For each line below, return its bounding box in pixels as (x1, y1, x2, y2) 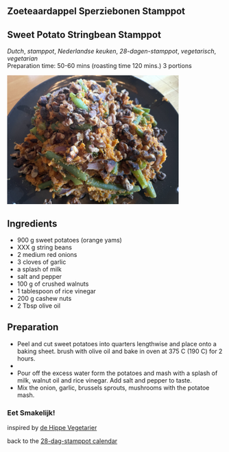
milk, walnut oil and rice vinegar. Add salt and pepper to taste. (16, 376, 192, 384)
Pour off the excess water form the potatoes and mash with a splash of (16, 369, 218, 377)
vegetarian (7, 54, 38, 63)
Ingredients (7, 218, 58, 229)
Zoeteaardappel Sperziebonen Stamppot (7, 5, 186, 17)
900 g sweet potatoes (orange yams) (16, 236, 122, 245)
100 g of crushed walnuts (16, 280, 89, 288)
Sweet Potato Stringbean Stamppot (7, 29, 161, 41)
